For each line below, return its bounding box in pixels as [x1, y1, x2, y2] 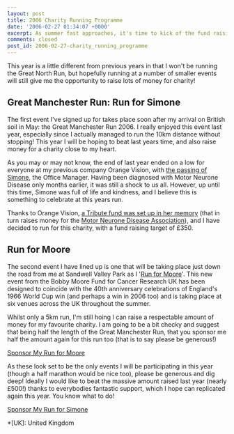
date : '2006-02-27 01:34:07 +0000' [7, 23, 111, 30]
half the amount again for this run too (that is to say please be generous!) [7, 335, 217, 343]
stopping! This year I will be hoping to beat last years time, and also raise [7, 137, 217, 146]
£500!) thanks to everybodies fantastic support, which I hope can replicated [7, 384, 226, 392]
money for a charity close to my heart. [7, 144, 117, 153]
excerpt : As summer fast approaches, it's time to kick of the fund [7, 29, 210, 37]
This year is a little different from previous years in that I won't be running [7, 62, 218, 70]
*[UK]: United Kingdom [7, 419, 75, 427]
